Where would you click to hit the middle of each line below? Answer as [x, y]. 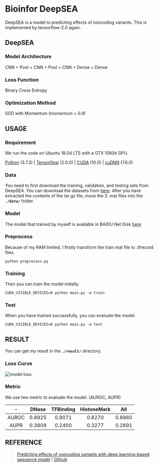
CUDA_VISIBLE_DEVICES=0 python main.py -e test [54, 324]
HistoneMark [95, 409]
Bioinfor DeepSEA [42, 9]
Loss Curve [19, 364]
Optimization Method [30, 103]
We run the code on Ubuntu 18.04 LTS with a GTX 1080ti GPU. [67, 153]
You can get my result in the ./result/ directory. [53, 351]
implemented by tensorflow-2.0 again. [43, 27]
